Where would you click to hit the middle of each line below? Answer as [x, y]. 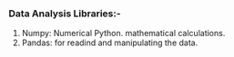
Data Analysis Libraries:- [65, 14]
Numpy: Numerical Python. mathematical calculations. [123, 33]
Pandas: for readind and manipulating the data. [110, 43]
